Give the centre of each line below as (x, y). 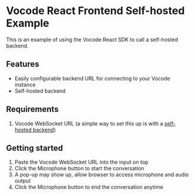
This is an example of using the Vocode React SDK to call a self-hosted (92, 39)
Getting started (35, 148)
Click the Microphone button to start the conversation (79, 168)
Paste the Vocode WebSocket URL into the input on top (81, 162)
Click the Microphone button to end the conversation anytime (89, 187)
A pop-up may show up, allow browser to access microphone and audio (102, 175)
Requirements (32, 109)
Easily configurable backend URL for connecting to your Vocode (92, 78)
